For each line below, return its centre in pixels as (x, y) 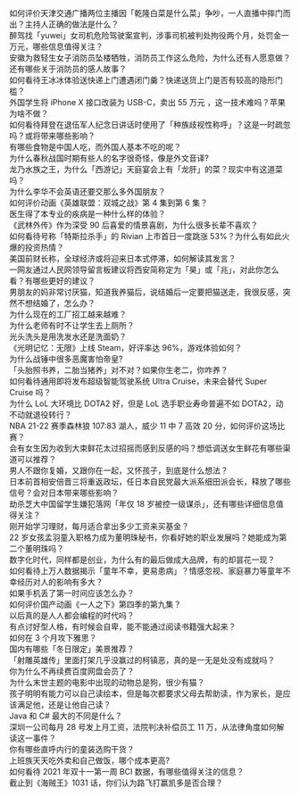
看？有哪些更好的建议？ (52, 281)
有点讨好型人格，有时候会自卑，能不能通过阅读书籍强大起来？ (123, 626)
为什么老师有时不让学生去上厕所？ (72, 325)
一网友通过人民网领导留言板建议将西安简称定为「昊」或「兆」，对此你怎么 (144, 269)
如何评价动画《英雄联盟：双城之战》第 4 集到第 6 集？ (108, 203)
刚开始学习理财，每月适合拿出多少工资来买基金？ (99, 526)
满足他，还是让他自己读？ (64, 705)
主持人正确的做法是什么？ (71, 24)
